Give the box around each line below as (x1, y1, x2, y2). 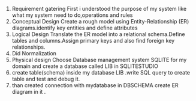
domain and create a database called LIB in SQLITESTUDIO (11, 63, 159, 70)
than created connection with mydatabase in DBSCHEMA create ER (11, 82, 179, 89)
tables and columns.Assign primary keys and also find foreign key (11, 37, 175, 44)
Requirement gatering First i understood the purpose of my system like (11, 5, 187, 12)
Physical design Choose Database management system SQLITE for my (11, 57, 187, 63)
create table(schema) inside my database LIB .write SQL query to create (11, 69, 191, 76)
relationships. (11, 43, 46, 50)
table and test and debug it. (11, 75, 80, 82)
